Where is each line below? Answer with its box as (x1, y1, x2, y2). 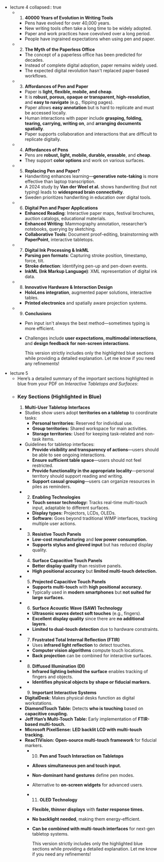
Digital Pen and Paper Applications (24, 205, 98, 211)
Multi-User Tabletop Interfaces (24, 405, 90, 411)
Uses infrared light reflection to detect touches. (32, 642, 132, 648)
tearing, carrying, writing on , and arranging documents (24, 120, 142, 126)
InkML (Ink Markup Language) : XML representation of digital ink (24, 268, 158, 274)
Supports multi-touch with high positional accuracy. (32, 584, 143, 590)
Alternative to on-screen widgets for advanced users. (32, 782, 143, 788)
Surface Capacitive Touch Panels (32, 558, 103, 564)
